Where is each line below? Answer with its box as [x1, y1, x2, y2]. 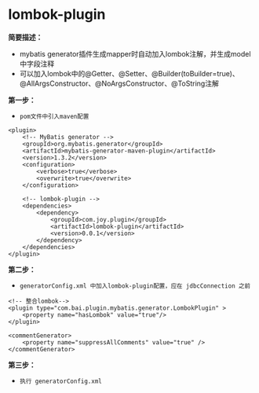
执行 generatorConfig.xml [19, 377, 102, 385]
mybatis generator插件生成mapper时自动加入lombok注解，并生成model [19, 49, 251, 58]
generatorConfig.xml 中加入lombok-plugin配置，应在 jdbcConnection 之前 [19, 281, 251, 290]
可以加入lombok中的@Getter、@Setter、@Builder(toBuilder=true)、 [19, 68, 239, 78]
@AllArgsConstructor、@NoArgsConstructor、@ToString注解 [19, 79, 220, 88]
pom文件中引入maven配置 [19, 112, 89, 120]
